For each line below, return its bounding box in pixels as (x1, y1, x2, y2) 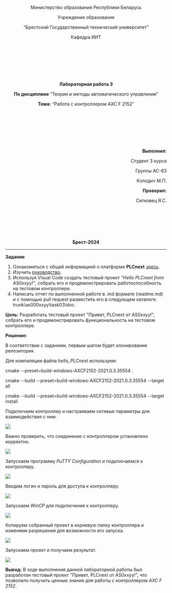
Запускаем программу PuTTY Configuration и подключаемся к (5, 458, 143, 464)
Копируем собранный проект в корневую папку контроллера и (5, 522, 144, 528)
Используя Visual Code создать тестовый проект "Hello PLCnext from (12, 275, 164, 280)
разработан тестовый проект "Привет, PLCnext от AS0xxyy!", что (5, 572, 147, 578)
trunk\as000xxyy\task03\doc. (12, 302, 76, 308)
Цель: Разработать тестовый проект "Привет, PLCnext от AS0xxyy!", (5, 312, 155, 318)
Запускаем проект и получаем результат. (5, 547, 96, 553)
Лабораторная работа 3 (59, 81, 113, 87)
